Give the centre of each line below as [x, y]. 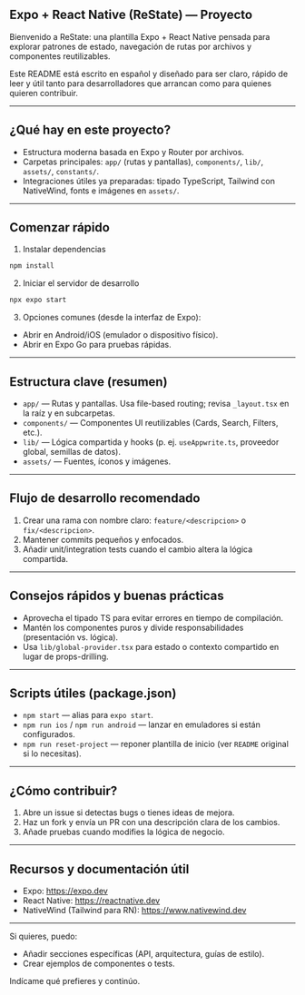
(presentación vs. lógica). [70, 637]
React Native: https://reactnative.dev [91, 901]
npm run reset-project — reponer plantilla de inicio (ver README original [155, 744]
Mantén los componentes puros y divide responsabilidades [133, 627]
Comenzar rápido [60, 227]
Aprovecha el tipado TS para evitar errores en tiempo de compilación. [153, 617]
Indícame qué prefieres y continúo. [75, 981]
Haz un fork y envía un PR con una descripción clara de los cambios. [151, 823]
